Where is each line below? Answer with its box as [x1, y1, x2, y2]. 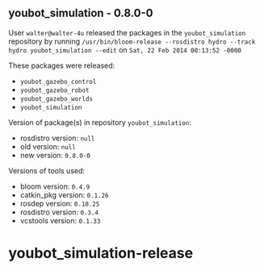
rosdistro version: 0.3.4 [19, 207, 99, 217]
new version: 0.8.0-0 [19, 150, 90, 160]
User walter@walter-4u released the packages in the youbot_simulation [8, 27, 246, 37]
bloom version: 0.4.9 [19, 181, 90, 191]
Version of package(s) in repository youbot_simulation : [8, 117, 192, 127]
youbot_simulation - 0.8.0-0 [8, 6, 153, 20]
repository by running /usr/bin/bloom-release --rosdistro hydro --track [8, 36, 256, 46]
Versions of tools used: [8, 165, 86, 176]
